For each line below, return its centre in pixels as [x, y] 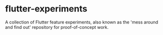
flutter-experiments [46, 9]
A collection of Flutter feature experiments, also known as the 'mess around [82, 22]
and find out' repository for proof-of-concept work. [57, 27]
